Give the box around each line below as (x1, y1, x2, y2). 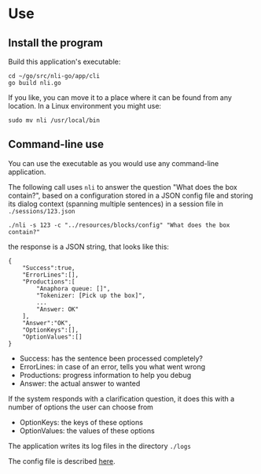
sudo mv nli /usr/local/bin (8, 117, 101, 124)
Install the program (8, 36, 104, 50)
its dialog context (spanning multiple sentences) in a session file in (8, 198, 224, 209)
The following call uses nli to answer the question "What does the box (8, 182, 237, 191)
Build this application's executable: (8, 57, 121, 66)
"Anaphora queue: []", (36, 284, 111, 292)
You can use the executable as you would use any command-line (8, 158, 219, 168)
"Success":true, (22, 264, 76, 272)
